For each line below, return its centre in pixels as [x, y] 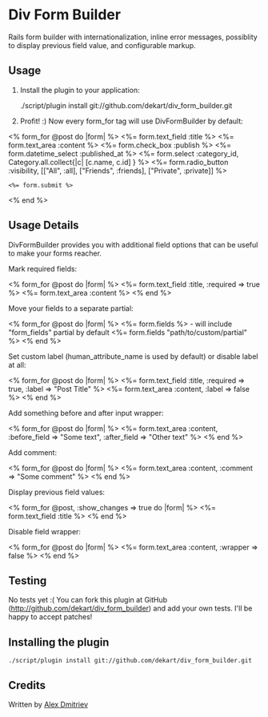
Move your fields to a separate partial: [71, 308]
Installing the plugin [59, 642]
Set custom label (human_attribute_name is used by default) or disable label [133, 356]
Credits [27, 685]
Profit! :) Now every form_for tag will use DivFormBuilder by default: [132, 121]
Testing [28, 580]
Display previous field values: [57, 492]
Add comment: [33, 452]
